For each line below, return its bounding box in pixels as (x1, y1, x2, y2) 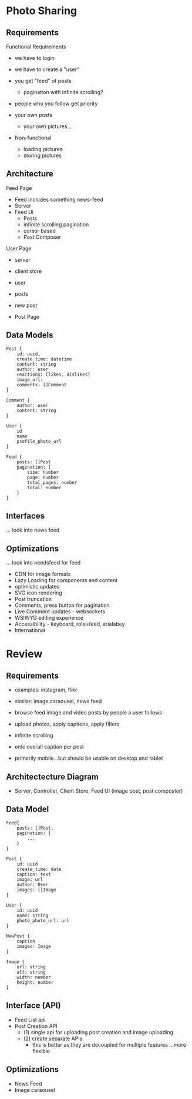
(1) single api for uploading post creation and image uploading (23, 1028, 174, 1035)
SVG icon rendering (14, 589, 63, 596)
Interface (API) (6, 1001, 61, 1011)
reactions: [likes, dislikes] (16, 372, 91, 378)
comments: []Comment (16, 382, 67, 388)
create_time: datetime (16, 356, 72, 362)
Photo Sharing (6, 4, 78, 18)
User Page (6, 245, 32, 252)
